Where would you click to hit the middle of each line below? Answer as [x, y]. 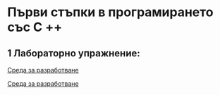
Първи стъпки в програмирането [110, 12]
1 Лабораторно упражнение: [74, 53]
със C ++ [35, 27]
